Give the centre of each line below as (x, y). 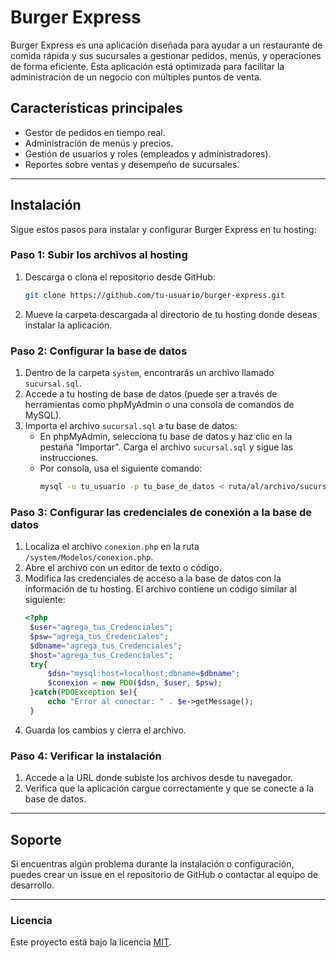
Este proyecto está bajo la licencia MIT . (91, 942)
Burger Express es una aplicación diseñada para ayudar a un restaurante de (166, 45)
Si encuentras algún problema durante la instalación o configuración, (152, 863)
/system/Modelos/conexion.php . (89, 557)
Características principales (96, 108)
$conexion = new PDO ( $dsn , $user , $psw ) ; (135, 683)
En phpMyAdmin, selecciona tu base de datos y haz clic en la (166, 437)
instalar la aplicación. (68, 325)
